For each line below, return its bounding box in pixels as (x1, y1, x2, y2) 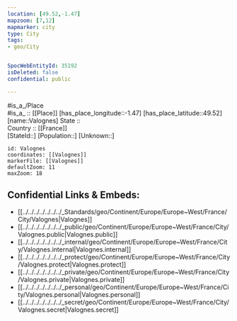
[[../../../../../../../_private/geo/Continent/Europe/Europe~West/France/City (17, 268, 230, 276)
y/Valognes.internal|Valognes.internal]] (17, 245, 132, 254)
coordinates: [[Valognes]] (7, 151, 87, 158)
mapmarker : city (7, 23, 55, 30)
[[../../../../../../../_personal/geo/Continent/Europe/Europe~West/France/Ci (17, 283, 229, 291)
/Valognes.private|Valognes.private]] (17, 276, 125, 284)
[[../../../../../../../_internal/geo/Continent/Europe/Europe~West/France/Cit (17, 238, 228, 247)
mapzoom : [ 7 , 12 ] (7, 17, 55, 24)
